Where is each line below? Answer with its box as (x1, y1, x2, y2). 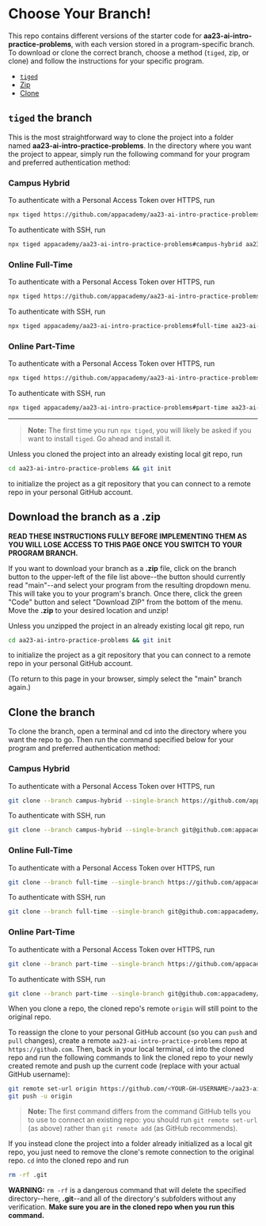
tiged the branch (8, 112, 93, 125)
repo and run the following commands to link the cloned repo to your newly (8, 1053, 253, 1062)
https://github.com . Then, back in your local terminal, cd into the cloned (8, 1045, 245, 1054)
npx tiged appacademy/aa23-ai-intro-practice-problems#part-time (8, 404, 228, 412)
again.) (8, 683, 32, 692)
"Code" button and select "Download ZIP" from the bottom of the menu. (8, 597, 243, 607)
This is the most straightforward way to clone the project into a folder (8, 132, 234, 142)
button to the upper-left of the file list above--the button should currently (8, 572, 245, 581)
